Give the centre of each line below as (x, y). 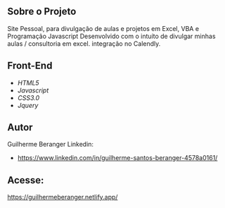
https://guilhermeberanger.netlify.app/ (63, 197)
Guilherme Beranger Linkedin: (50, 145)
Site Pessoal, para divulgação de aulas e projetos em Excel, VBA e (103, 28)
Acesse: (26, 180)
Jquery (28, 105)
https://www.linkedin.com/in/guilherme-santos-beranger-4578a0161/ (117, 158)
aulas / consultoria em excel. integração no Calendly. (84, 43)
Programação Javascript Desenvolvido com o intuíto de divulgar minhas (111, 36)
